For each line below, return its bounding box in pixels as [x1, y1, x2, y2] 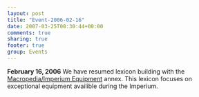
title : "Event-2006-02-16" [7, 17, 85, 23]
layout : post [7, 10, 45, 17]
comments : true [7, 29, 51, 36]
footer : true [7, 42, 45, 49]
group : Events [7, 49, 48, 56]
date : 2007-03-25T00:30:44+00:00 [7, 23, 104, 30]
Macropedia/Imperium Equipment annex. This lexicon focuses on [7, 74, 192, 83]
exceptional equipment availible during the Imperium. [7, 82, 159, 90]
